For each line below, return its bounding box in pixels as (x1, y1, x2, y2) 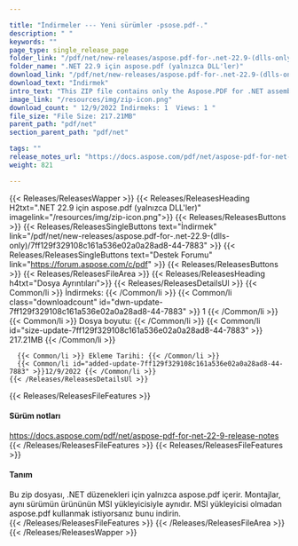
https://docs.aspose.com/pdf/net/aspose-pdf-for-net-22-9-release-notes (9, 430, 279, 440)
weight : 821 (9, 161, 53, 170)
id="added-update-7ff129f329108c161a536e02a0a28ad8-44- (72, 359, 284, 368)
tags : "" (9, 144, 42, 154)
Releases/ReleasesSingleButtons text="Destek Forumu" (9, 249, 213, 260)
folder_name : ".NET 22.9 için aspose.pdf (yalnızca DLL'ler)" (9, 62, 244, 71)
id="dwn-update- (98, 297, 163, 307)
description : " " (9, 28, 74, 38)
